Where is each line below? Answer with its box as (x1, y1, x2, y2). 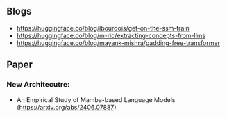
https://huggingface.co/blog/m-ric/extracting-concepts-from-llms (16, 31, 206, 40)
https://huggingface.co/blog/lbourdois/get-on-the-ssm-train (16, 24, 190, 32)
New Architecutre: (6, 80, 70, 90)
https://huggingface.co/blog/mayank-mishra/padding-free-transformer (16, 38, 220, 47)
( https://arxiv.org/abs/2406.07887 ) (16, 103, 117, 111)
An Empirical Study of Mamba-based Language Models (16, 95, 176, 103)
